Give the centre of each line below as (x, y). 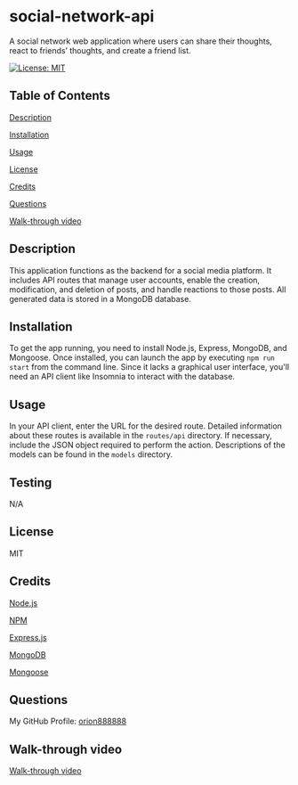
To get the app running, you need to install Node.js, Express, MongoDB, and (148, 348)
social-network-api (82, 16)
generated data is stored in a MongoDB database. (100, 298)
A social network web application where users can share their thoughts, (141, 41)
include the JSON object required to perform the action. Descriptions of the (148, 445)
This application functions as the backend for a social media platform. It (141, 270)
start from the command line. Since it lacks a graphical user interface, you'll (149, 367)
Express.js (28, 637)
